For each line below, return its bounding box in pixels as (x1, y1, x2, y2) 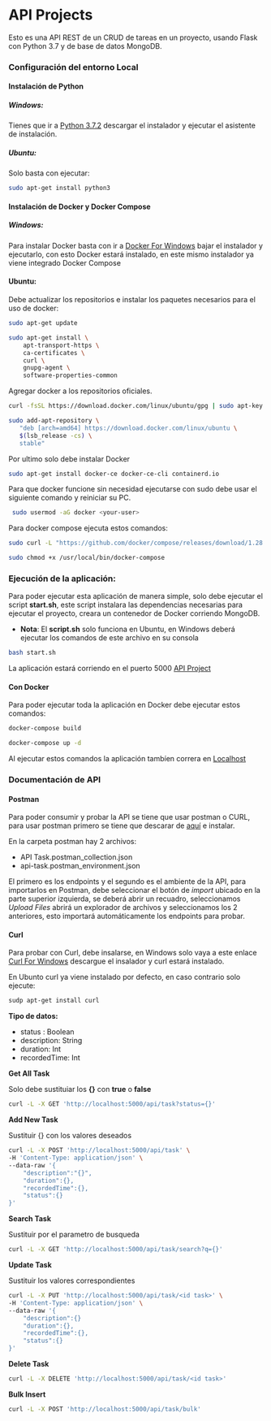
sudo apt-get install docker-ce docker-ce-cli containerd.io (8, 470, 220, 478)
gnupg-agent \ (23, 364, 71, 372)
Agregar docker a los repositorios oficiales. (8, 386, 153, 396)
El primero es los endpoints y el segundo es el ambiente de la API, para (8, 877, 246, 886)
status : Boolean (19, 1027, 75, 1037)
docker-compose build (8, 725, 82, 733)
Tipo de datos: (8, 1012, 58, 1021)
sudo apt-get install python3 (8, 184, 111, 193)
